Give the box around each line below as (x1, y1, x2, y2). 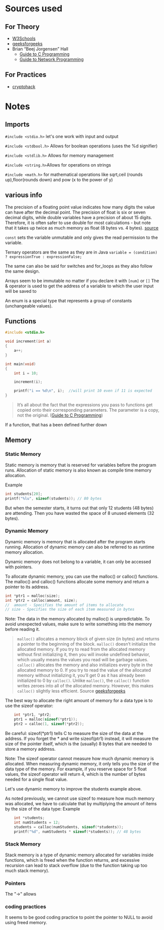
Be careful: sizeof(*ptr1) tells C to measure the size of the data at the (5, 730, 143, 736)
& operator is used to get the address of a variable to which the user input (5, 283, 154, 289)
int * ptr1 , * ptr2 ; (14, 712, 51, 717)
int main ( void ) (5, 362, 36, 366)
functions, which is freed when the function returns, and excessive (5, 857, 140, 863)
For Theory (5, 23, 40, 31)
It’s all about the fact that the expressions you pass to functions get (17, 402, 153, 408)
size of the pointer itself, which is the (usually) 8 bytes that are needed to (5, 740, 152, 747)
